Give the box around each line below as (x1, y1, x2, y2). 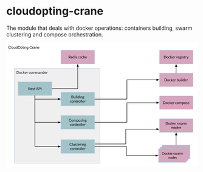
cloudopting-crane (6, 4, 104, 18)
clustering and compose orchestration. (6, 30, 103, 38)
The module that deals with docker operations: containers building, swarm (6, 24, 193, 32)
